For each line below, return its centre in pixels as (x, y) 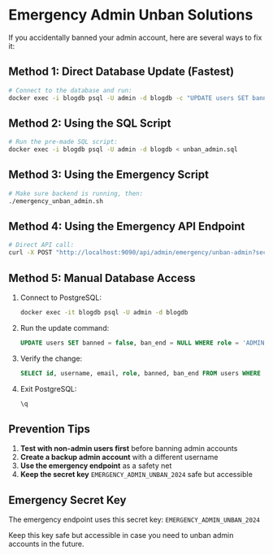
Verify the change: (51, 358)
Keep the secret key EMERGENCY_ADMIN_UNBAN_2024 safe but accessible (136, 475)
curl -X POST (30, 253)
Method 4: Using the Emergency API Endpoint (127, 226)
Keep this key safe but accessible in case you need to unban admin (121, 535)
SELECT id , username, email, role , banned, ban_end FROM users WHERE (141, 373)
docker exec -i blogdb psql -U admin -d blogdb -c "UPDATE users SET (129, 98)
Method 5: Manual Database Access (102, 278)
